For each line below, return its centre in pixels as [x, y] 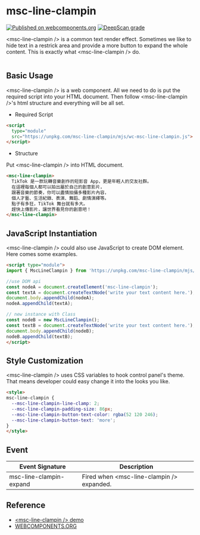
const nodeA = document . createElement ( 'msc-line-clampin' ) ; [82, 287]
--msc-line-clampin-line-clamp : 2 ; [56, 404]
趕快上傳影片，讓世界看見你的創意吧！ [51, 209]
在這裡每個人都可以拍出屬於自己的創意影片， [58, 187]
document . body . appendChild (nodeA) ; [50, 298]
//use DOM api [24, 281]
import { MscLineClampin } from [46, 270]
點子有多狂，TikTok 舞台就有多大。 [50, 204]
